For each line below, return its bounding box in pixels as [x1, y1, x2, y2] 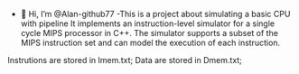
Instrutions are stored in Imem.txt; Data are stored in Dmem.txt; [7, 55, 242, 65]
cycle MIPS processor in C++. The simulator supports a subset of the [20, 28, 278, 38]
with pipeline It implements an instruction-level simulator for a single [20, 18, 276, 29]
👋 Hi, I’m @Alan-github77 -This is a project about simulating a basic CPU [20, 9, 291, 19]
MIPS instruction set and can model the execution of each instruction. [20, 37, 281, 48]
